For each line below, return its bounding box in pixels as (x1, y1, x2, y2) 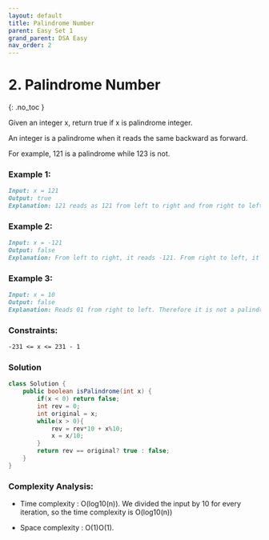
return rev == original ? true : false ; (37, 447, 171, 455)
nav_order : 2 (8, 42, 52, 50)
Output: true (8, 194, 52, 202)
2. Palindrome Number (8, 76, 161, 94)
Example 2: (8, 221, 53, 232)
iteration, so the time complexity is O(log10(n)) (19, 507, 173, 517)
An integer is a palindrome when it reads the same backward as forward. (8, 134, 248, 143)
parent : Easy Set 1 (8, 26, 74, 34)
